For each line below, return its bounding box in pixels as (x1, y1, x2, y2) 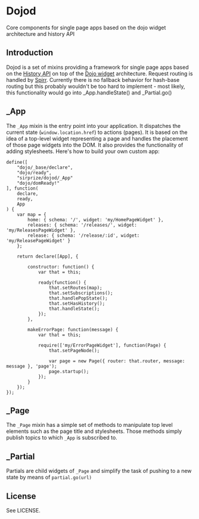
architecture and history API (6, 30, 75, 37)
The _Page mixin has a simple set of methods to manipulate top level (6, 422, 173, 429)
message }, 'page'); (6, 363, 58, 369)
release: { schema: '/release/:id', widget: (27, 232, 140, 239)
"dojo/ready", (17, 169, 52, 176)
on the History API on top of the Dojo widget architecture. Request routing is (6, 70, 193, 77)
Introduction (6, 48, 54, 58)
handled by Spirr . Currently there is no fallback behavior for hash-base (6, 76, 180, 83)
